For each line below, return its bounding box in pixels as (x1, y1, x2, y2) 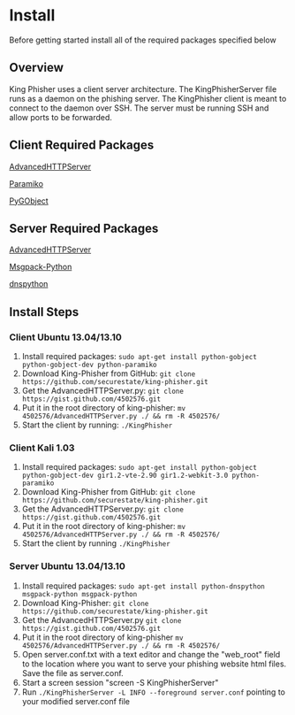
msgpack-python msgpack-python (21, 589, 138, 598)
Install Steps (9, 304, 79, 319)
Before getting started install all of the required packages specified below (9, 35, 276, 45)
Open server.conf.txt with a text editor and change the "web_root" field (21, 649, 281, 659)
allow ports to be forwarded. (9, 111, 113, 122)
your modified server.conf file (21, 696, 131, 706)
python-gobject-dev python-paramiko (21, 360, 157, 370)
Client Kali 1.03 (9, 442, 75, 454)
